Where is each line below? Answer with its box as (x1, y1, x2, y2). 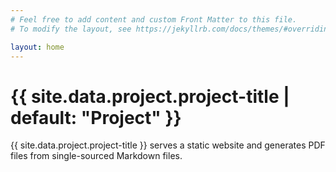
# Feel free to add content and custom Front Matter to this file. (10, 14, 298, 25)
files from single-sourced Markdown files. (10, 150, 183, 162)
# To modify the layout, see (10, 24, 132, 34)
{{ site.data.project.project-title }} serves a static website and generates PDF (10, 139, 326, 151)
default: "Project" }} (10, 106, 182, 129)
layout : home (10, 42, 65, 52)
